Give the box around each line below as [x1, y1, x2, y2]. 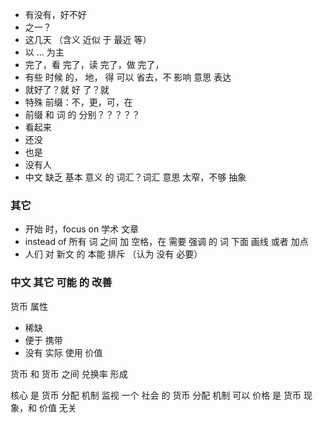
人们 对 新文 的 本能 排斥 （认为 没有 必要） [24, 248, 203, 260]
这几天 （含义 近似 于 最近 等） [24, 34, 152, 45]
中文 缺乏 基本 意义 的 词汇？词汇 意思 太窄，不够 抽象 [24, 171, 247, 183]
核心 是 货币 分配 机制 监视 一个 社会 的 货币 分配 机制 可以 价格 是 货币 [10, 389, 302, 401]
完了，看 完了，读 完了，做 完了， [24, 59, 165, 70]
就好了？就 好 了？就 [24, 84, 110, 95]
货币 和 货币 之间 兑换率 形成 [10, 368, 128, 380]
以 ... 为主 [24, 46, 65, 58]
